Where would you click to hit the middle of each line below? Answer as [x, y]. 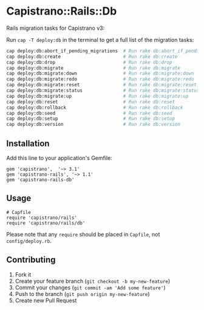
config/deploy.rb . [29, 241]
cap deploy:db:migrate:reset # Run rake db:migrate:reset [102, 85]
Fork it [23, 274]
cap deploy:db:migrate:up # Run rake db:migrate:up [97, 96]
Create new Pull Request [46, 300]
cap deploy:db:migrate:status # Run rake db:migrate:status [103, 91]
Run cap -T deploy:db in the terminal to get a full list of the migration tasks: [100, 40]
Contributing [31, 260]
